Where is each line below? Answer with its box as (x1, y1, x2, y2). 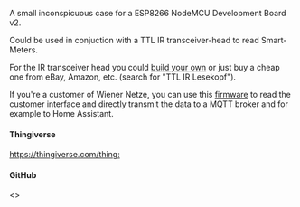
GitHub (9, 169, 37, 180)
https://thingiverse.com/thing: (9, 149, 120, 160)
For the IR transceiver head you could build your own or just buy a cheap (9, 62, 280, 72)
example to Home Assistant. (9, 108, 115, 118)
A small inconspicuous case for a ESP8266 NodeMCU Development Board (9, 8, 286, 18)
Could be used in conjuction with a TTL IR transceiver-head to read (9, 35, 259, 45)
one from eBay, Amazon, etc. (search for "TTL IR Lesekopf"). (9, 71, 237, 82)
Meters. (9, 44, 39, 55)
